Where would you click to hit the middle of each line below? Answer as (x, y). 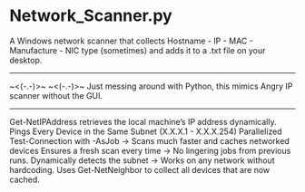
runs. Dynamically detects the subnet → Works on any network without (142, 160)
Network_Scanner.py (91, 16)
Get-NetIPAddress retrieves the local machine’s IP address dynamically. (143, 121)
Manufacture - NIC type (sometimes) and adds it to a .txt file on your (138, 50)
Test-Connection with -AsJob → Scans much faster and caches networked (150, 140)
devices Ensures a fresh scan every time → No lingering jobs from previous (150, 150)
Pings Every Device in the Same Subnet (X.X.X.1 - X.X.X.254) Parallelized (146, 131)
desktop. (26, 60)
